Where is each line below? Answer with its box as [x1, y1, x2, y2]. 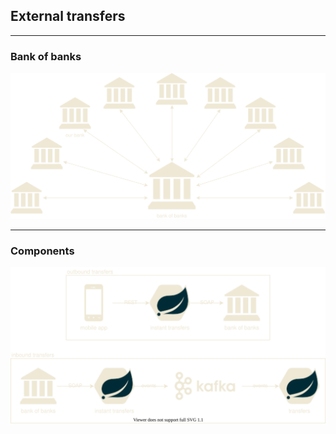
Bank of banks [10, 49, 82, 63]
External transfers [10, 8, 126, 25]
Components [10, 244, 75, 258]
